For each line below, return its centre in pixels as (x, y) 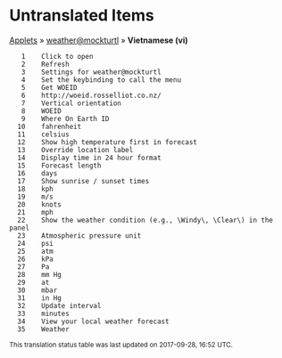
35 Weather (43, 329)
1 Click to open (57, 56)
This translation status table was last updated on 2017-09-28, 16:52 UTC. (121, 345)
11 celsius (43, 134)
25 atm (35, 251)
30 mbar (37, 290)
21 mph (35, 212)
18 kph (35, 189)
